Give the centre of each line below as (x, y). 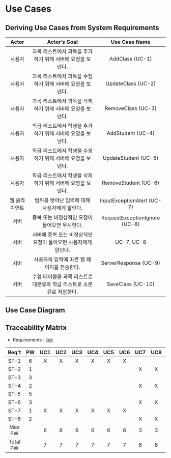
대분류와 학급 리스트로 (57, 284)
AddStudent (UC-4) (131, 133)
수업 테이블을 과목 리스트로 (63, 277)
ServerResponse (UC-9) (131, 263)
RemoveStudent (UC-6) (131, 183)
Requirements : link (33, 340)
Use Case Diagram (35, 310)
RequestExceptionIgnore (131, 218)
